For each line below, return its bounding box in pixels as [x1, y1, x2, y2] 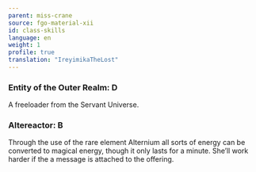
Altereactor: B [8, 120, 63, 131]
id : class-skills [8, 26, 66, 34]
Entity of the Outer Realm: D [8, 82, 118, 93]
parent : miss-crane [8, 11, 73, 20]
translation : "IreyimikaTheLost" [8, 56, 119, 64]
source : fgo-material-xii [8, 19, 94, 27]
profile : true [8, 48, 55, 56]
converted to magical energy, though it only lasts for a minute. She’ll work [8, 146, 249, 155]
